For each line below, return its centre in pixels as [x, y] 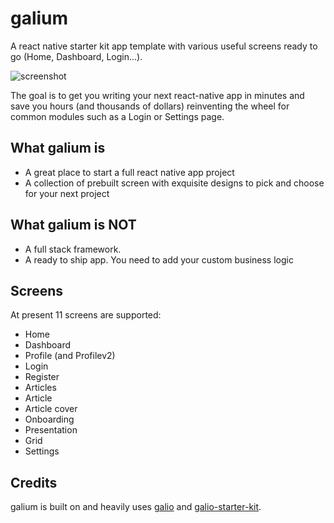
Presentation [51, 430]
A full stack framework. [73, 249]
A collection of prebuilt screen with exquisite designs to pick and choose [174, 183]
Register [42, 377]
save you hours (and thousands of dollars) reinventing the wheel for [150, 106]
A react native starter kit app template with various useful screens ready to [164, 46]
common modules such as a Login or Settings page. [117, 116]
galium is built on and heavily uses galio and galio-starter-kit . [136, 507]
